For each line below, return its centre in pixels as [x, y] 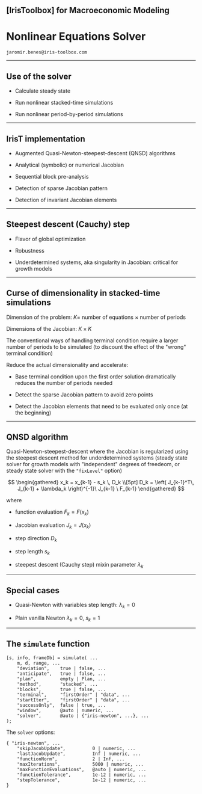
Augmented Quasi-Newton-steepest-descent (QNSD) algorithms [95, 153]
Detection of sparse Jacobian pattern [61, 188]
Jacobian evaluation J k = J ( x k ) [53, 526]
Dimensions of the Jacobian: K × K [49, 328]
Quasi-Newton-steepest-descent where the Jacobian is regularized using [97, 452]
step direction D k [36, 539]
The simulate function [48, 644]
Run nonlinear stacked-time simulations [64, 103]
